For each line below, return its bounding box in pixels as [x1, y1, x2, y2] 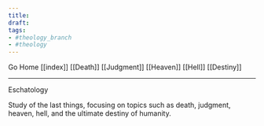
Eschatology [8, 85, 49, 94]
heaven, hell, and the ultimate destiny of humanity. [8, 109, 171, 118]
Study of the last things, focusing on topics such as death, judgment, [8, 100, 231, 110]
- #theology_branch [8, 33, 72, 42]
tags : [8, 26, 26, 34]
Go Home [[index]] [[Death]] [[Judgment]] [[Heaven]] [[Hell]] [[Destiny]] [8, 62, 242, 72]
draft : [8, 19, 30, 27]
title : [8, 11, 30, 20]
